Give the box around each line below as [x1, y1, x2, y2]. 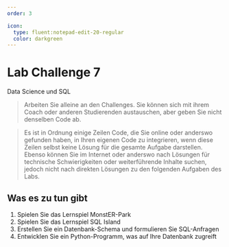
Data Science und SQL [7, 87, 71, 96]
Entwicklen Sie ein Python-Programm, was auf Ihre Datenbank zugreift [16, 233, 217, 240]
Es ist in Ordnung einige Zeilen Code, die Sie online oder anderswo [23, 128, 213, 137]
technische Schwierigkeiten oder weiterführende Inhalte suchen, [23, 158, 207, 166]
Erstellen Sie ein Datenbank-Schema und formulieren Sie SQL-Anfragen [16, 225, 219, 233]
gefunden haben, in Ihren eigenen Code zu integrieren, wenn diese [23, 136, 214, 144]
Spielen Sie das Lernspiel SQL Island [16, 217, 121, 226]
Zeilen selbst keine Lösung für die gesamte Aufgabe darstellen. [23, 143, 203, 152]
